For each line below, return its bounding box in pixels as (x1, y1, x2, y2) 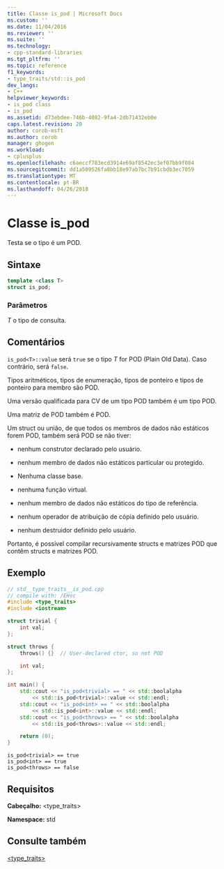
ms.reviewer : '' (7, 29, 54, 37)
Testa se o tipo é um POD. (7, 239, 82, 247)
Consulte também (7, 835, 87, 847)
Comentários (7, 336, 65, 348)
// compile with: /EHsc (7, 592, 77, 599)
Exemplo (7, 567, 46, 579)
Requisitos (7, 783, 54, 795)
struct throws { (7, 643, 54, 650)
